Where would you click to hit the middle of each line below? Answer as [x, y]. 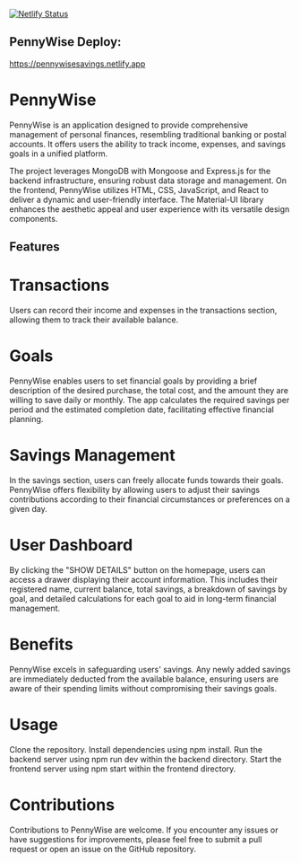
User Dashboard [71, 546]
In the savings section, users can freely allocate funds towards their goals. [146, 480]
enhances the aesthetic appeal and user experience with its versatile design [150, 209]
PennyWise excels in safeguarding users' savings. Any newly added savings [150, 669]
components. [34, 218]
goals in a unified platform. [59, 154]
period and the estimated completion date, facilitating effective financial [142, 409]
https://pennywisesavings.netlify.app [77, 64]
